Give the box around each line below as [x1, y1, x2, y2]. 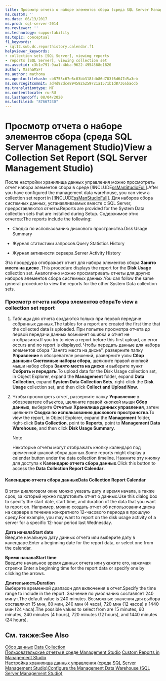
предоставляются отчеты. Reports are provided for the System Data [5, 206, 145, 211]
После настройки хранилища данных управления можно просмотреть [5, 179, 155, 185]
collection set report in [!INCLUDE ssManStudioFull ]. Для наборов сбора [5, 195, 153, 201]
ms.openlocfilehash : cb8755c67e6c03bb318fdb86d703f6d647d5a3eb [5, 76, 138, 81]
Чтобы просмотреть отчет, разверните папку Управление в [12, 394, 140, 400]
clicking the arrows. [5, 570, 45, 576]
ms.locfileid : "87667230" [5, 100, 58, 105]
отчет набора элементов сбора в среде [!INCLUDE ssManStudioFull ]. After [5, 184, 159, 191]
